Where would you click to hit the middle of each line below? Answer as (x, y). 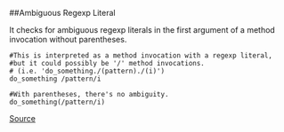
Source (22, 118)
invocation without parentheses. (68, 39)
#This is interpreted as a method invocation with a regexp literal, (141, 56)
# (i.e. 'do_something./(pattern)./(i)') (87, 71)
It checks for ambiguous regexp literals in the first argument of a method (142, 30)
